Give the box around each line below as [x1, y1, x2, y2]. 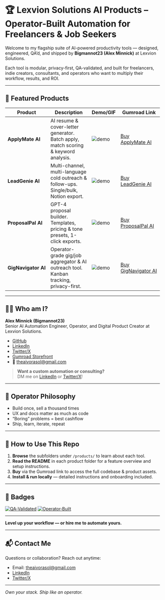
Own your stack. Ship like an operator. [5, 589, 83, 595]
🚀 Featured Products [5, 95, 69, 103]
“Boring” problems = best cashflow [12, 416, 83, 422]
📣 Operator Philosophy [5, 392, 76, 401]
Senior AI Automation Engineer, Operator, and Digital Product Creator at [5, 323, 150, 329]
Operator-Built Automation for [5, 18, 131, 30]
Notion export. [50, 193, 83, 200]
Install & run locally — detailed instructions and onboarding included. [12, 474, 153, 480]
